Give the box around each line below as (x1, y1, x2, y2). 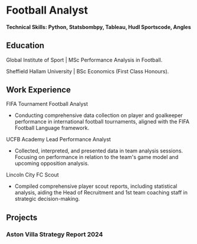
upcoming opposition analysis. (14, 160, 90, 167)
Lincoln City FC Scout (6, 171, 59, 178)
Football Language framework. (14, 125, 90, 132)
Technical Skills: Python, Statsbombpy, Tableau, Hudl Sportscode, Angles (6, 23, 192, 30)
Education (6, 41, 45, 51)
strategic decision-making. (14, 196, 80, 203)
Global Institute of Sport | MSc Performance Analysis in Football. (6, 56, 163, 63)
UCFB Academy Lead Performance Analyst (6, 136, 111, 143)
